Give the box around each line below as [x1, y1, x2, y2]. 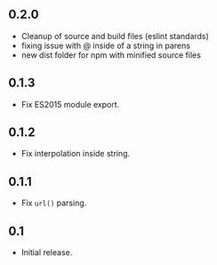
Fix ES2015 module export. [20, 99, 120, 109]
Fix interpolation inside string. [20, 149, 131, 159]
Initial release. [20, 247, 73, 258]
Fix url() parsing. [20, 197, 87, 208]
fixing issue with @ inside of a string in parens [20, 40, 190, 51]
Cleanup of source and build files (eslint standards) [20, 30, 210, 41]
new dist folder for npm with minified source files [20, 49, 202, 60]
